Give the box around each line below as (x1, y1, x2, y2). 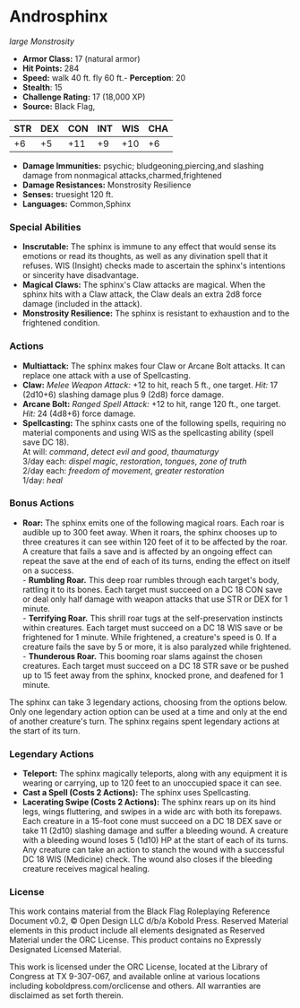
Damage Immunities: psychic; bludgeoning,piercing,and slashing (21, 160, 264, 171)
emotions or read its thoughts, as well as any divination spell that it (21, 251, 269, 262)
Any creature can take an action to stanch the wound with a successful (21, 845, 285, 856)
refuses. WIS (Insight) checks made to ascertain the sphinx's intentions (21, 260, 286, 271)
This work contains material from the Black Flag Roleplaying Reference (9, 906, 270, 917)
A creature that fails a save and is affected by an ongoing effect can (21, 545, 273, 557)
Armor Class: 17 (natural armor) (21, 53, 141, 64)
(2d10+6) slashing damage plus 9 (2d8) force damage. (21, 388, 225, 400)
